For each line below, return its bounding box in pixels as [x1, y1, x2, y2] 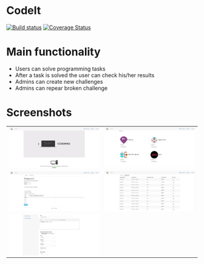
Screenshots [6, 106, 72, 120]
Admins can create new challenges [15, 78, 103, 85]
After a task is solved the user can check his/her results [15, 71, 155, 79]
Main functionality [6, 45, 101, 59]
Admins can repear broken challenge [15, 84, 108, 92]
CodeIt [6, 4, 41, 18]
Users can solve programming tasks [15, 65, 106, 72]
